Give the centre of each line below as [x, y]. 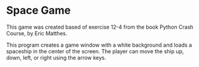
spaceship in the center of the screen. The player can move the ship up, [95, 51]
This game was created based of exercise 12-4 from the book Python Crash [100, 27]
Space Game [38, 10]
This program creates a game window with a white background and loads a [99, 45]
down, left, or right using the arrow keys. [56, 57]
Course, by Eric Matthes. [37, 33]
